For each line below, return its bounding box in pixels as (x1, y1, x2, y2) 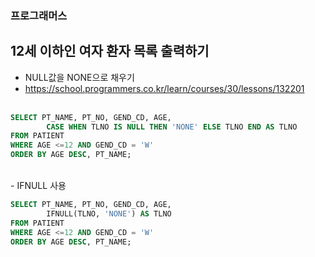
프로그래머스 (10, 8, 68, 22)
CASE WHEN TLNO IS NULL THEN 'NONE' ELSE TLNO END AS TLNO (46, 122, 298, 132)
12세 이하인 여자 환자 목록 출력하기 (10, 43, 210, 60)
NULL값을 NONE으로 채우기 (24, 71, 135, 83)
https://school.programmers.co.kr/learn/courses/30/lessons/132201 (24, 82, 305, 94)
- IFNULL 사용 (10, 180, 67, 192)
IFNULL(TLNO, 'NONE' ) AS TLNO (46, 208, 172, 219)
